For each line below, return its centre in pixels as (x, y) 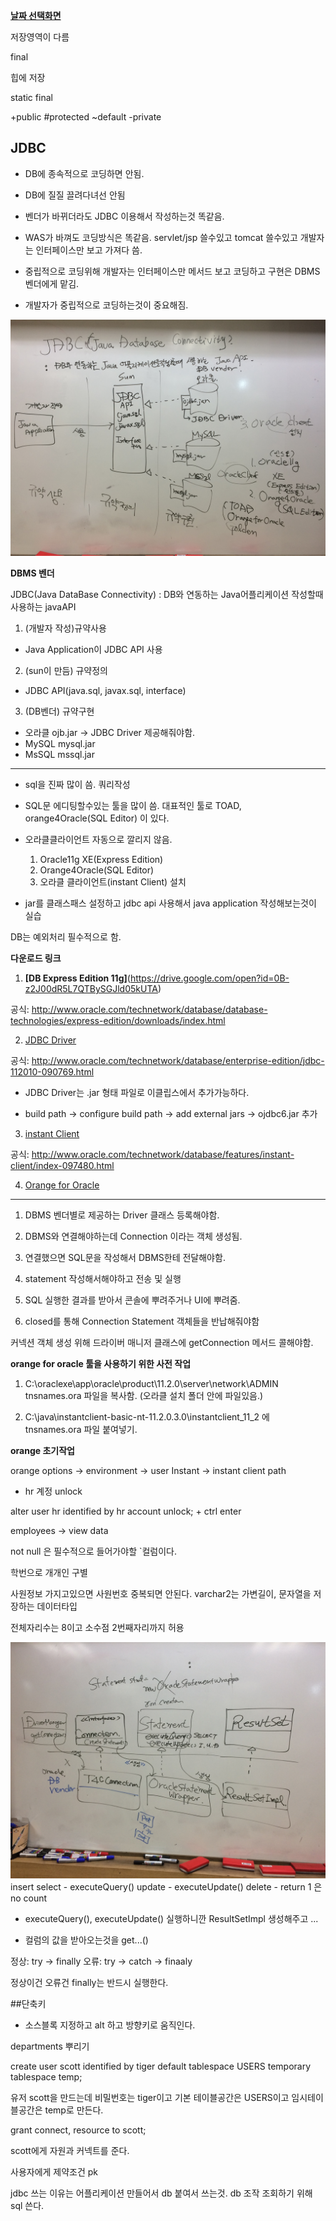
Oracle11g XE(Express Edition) (101, 859)
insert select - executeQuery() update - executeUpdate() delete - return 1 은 (166, 1886)
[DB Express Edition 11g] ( (77, 978)
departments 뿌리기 (50, 2046)
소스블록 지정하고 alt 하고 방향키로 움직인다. (110, 2025)
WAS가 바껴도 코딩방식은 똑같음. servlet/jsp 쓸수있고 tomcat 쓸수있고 (161, 237)
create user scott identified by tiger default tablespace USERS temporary (161, 2066)
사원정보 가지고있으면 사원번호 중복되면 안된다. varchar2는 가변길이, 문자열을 (161, 1593)
